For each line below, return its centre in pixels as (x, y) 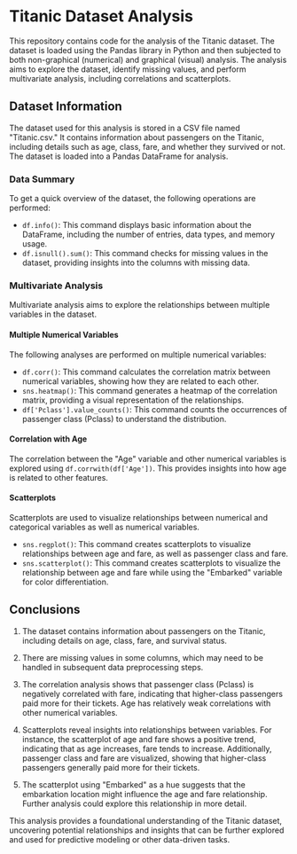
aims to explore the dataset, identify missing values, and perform (128, 69)
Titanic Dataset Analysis (101, 16)
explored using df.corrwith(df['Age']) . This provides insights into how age (148, 468)
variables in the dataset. (53, 314)
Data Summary (42, 179)
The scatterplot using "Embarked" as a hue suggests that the (133, 784)
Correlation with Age (48, 439)
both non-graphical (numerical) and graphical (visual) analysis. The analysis (148, 59)
